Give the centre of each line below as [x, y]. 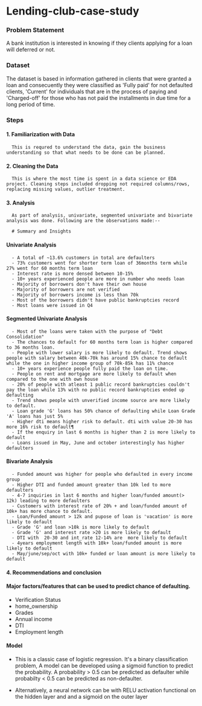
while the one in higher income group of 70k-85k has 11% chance [90, 363]
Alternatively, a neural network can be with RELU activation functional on [106, 690]
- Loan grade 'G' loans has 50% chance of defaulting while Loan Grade [104, 411]
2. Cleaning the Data [32, 166]
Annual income [33, 619]
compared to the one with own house [52, 379]
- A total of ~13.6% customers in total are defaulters [83, 258]
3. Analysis [21, 203]
